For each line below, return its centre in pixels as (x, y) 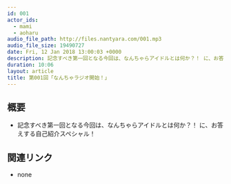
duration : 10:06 (30, 65)
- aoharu (26, 33)
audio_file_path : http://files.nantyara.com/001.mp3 (84, 39)
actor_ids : (23, 20)
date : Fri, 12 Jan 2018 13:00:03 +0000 (64, 52)
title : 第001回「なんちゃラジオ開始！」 (59, 78)
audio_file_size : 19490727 (46, 45)
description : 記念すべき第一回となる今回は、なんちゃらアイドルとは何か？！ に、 (110, 59)
